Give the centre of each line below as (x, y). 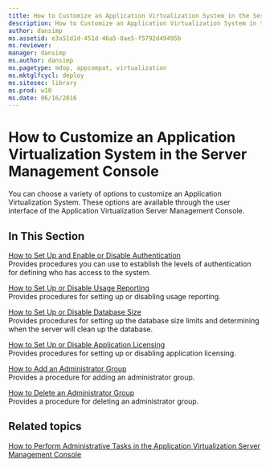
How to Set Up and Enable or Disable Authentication (94, 255)
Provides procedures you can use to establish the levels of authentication (130, 264)
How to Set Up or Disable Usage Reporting (79, 288)
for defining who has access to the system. (80, 272)
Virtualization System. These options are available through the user (119, 202)
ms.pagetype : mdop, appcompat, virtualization (88, 68)
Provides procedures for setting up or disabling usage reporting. (115, 296)
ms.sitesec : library (43, 83)
